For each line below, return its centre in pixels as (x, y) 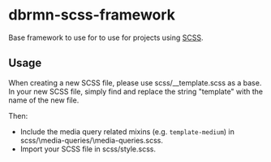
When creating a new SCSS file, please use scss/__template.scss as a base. (135, 82)
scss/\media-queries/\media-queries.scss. (92, 140)
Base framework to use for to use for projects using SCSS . (106, 37)
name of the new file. (44, 100)
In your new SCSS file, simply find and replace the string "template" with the (136, 91)
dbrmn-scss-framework (92, 15)
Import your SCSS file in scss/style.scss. (88, 149)
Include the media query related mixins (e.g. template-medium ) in (127, 131)
